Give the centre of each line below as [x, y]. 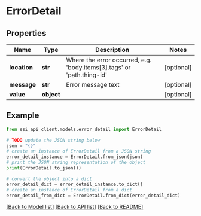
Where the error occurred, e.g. [109, 60]
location [21, 67]
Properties [26, 33]
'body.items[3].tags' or [98, 67]
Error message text [93, 85]
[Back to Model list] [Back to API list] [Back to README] [75, 207]
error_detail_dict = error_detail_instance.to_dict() [75, 184]
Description [112, 50]
